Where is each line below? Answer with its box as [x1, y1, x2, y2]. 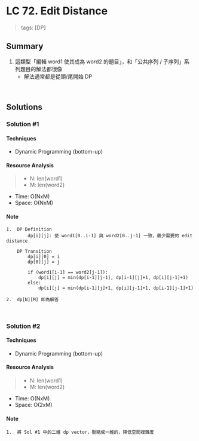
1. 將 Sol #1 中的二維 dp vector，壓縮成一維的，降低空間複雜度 [6, 429, 154, 436]
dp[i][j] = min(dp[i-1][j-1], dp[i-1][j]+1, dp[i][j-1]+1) [38, 274, 188, 280]
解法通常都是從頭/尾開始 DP [23, 73, 93, 80]
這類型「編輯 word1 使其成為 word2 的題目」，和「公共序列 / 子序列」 [14, 58, 185, 65]
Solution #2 [6, 321, 41, 330]
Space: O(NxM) [14, 199, 54, 207]
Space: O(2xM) [14, 402, 53, 408]
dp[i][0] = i [27, 253, 60, 259]
